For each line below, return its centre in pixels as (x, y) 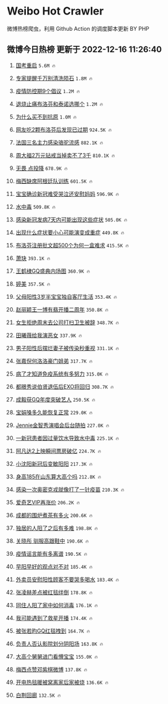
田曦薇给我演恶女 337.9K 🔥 (49, 335)
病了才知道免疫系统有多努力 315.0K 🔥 (62, 374)
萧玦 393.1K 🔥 (33, 258)
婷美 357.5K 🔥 (33, 284)
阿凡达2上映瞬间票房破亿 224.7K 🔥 (58, 451)
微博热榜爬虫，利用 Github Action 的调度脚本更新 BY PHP (78, 28)
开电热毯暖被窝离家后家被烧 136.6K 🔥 (62, 682)
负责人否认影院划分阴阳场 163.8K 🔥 (59, 644)
